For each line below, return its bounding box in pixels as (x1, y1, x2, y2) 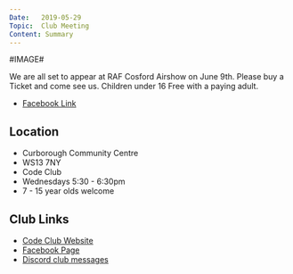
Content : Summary (9, 29, 74, 38)
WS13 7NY (21, 157, 61, 168)
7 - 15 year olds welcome (21, 186, 115, 196)
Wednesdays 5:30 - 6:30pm (21, 176, 126, 187)
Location (9, 124, 60, 139)
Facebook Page (21, 245, 80, 255)
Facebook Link (21, 98, 77, 109)
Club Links (9, 212, 69, 227)
